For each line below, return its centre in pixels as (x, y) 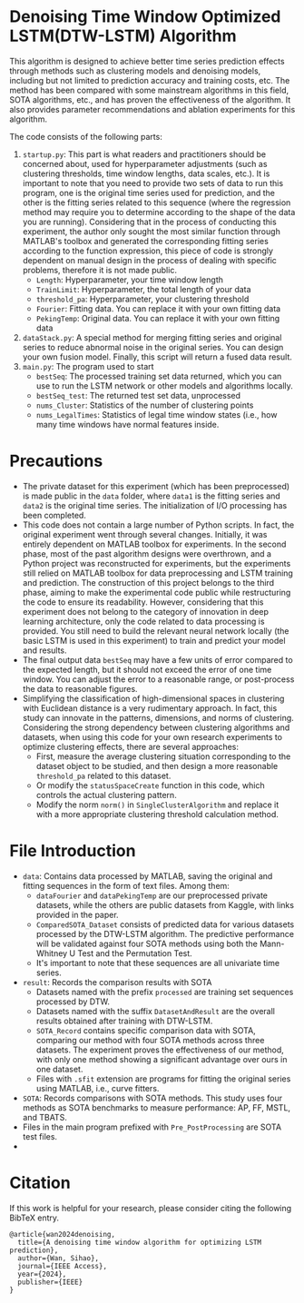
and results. (44, 650)
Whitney (52, 953)
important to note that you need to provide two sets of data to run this (153, 183)
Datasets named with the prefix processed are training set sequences (165, 992)
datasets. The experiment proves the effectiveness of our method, (160, 1050)
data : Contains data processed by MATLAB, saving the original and (147, 876)
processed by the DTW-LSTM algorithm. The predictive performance (165, 933)
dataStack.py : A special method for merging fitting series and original (152, 337)
